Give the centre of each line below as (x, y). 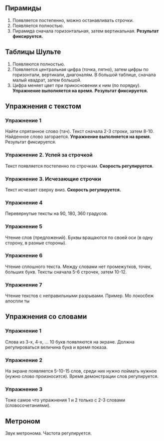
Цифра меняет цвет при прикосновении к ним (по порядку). (77, 85)
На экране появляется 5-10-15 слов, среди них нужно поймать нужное (81, 371)
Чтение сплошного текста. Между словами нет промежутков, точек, (79, 266)
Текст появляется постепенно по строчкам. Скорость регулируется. (79, 166)
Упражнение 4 (24, 202)
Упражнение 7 (24, 284)
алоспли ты (17, 301)
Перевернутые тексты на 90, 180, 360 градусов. (57, 213)
